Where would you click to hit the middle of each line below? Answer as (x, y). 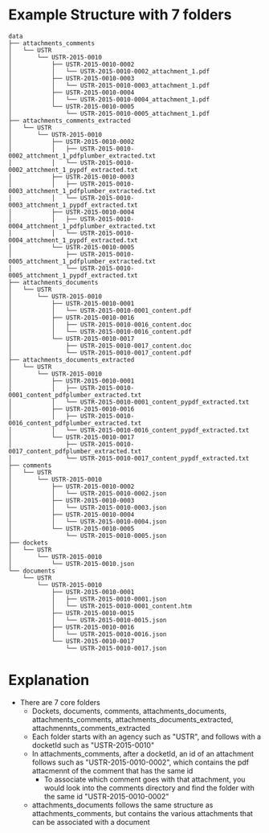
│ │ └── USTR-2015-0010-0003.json (88, 507)
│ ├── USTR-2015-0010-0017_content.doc (100, 346)
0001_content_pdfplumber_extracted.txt (75, 395)
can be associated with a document (91, 822)
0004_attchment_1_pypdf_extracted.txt (73, 240)
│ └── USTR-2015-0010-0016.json (109, 634)
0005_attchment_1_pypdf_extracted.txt (73, 275)
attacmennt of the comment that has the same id (112, 770)
